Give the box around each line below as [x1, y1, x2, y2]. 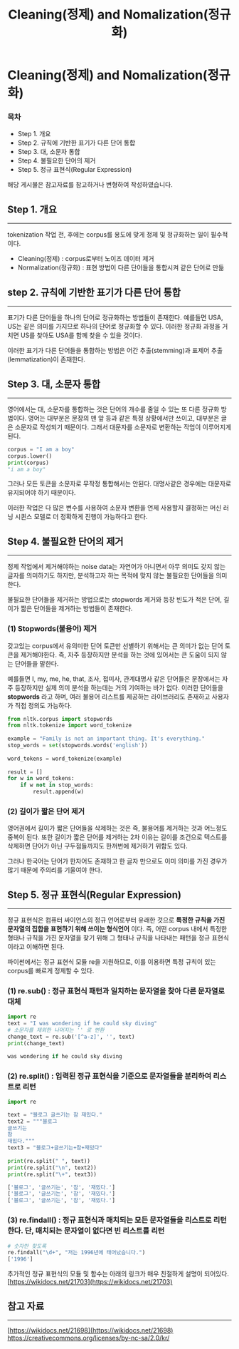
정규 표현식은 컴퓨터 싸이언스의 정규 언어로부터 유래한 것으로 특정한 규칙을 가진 [7, 915, 225, 924]
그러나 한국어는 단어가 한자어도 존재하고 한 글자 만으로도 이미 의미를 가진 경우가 [7, 857, 228, 866]
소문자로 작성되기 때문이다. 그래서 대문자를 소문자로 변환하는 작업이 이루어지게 [14, 422, 232, 431]
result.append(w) [33, 789, 84, 796]
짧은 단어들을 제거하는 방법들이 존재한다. [20, 604, 133, 613]
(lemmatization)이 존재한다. [7, 355, 85, 364]
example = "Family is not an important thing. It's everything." [7, 735, 205, 742]
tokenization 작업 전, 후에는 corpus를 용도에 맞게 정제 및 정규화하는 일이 [7, 230, 210, 239]
